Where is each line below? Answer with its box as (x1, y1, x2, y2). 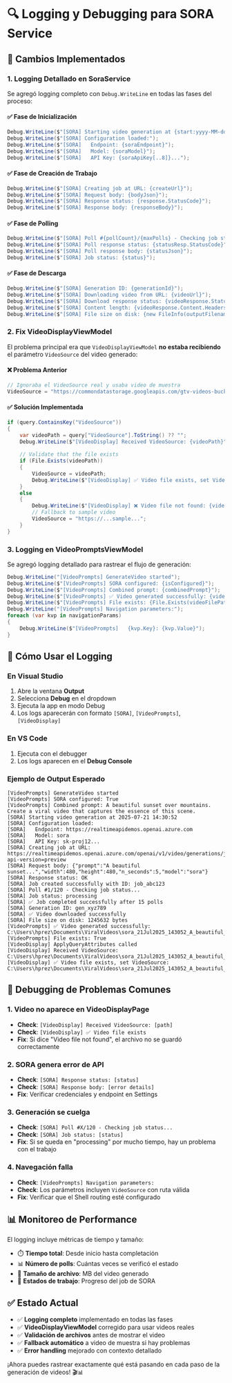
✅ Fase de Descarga (7, 269, 67, 277)
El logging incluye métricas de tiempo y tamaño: (7, 1236, 144, 1244)
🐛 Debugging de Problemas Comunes (7, 984, 171, 996)
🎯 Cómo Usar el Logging (7, 651, 113, 662)
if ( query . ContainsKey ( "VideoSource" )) (7, 418, 122, 426)
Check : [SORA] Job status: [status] (17, 1131, 124, 1139)
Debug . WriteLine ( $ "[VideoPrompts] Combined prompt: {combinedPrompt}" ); (7, 586, 221, 593)
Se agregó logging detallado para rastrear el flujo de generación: (7, 560, 191, 568)
